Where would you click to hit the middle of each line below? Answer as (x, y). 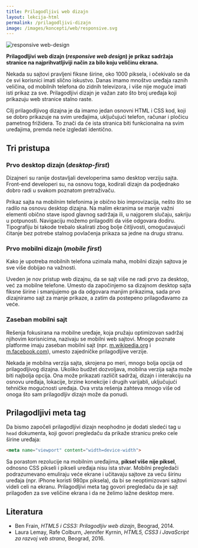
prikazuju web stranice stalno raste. (50, 99)
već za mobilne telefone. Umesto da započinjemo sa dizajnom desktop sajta (99, 286)
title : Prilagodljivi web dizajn (47, 12)
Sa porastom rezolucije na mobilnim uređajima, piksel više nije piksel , (91, 462)
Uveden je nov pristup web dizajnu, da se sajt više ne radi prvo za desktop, (98, 279)
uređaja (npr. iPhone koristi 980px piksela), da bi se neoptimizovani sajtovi (97, 481)
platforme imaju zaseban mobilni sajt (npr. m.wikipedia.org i (79, 345)
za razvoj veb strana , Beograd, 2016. (60, 539)
